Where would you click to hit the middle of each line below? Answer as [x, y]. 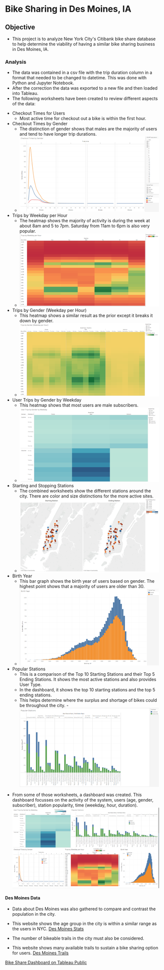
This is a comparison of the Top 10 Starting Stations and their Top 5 [87, 674]
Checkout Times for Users [39, 113]
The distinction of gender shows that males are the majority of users [88, 129]
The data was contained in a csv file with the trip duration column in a [82, 72]
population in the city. [34, 914]
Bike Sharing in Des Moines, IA [68, 9]
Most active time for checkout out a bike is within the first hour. [83, 118]
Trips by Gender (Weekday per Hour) [49, 310]
